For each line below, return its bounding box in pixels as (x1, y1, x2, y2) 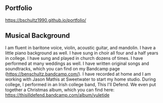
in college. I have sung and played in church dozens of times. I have (5, 55, 143, 61)
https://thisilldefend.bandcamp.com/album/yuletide (5, 92, 110, 98)
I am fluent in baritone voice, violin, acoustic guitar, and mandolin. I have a (5, 45, 156, 51)
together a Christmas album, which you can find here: (5, 87, 115, 93)
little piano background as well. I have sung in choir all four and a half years (5, 50, 159, 56)
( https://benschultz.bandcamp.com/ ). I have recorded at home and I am (5, 71, 151, 77)
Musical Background (5, 32, 70, 40)
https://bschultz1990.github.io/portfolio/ (5, 17, 86, 23)
